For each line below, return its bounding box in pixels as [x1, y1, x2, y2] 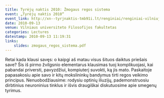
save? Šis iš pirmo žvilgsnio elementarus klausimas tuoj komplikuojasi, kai [5, 62, 154, 67]
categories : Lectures [5, 30, 49, 34]
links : [5, 39, 19, 44]
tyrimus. [5, 87, 22, 93]
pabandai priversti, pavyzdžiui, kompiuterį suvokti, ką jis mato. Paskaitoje [5, 66, 152, 73]
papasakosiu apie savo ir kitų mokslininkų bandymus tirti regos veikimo [5, 72, 148, 78]
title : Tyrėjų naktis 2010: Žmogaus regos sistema [5, 7, 110, 12]
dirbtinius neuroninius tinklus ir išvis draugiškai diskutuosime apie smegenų [5, 82, 157, 88]
